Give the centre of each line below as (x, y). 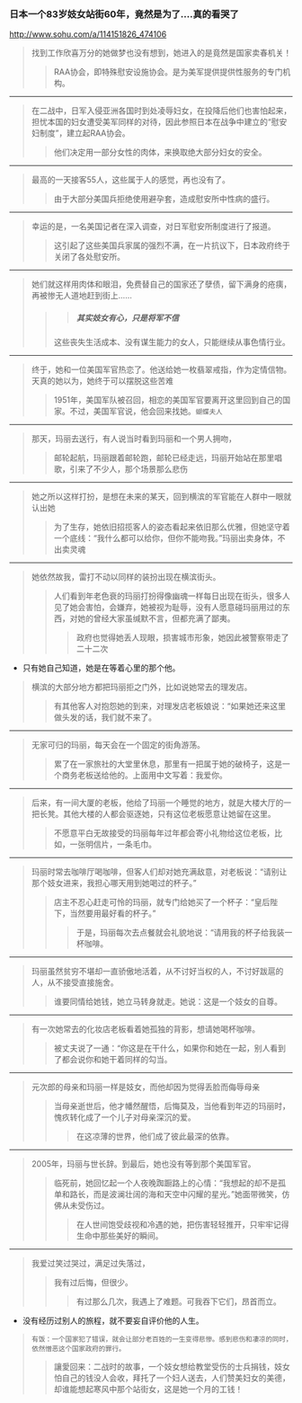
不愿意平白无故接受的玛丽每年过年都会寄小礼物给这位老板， (164, 833)
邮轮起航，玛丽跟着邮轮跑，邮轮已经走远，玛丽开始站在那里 (164, 458)
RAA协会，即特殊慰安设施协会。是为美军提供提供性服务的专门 (168, 72)
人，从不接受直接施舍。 (75, 982)
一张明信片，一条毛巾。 (113, 844)
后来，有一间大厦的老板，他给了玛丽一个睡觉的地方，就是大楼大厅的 (157, 803)
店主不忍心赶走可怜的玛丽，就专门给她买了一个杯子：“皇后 (162, 902)
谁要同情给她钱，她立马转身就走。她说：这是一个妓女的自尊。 (168, 1002)
